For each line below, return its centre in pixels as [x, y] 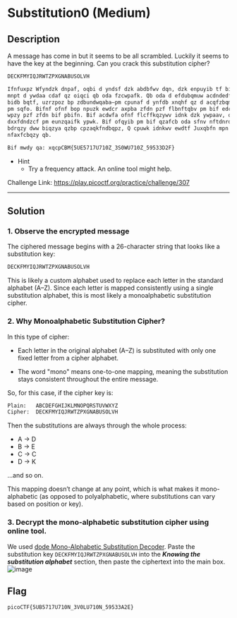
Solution [26, 211]
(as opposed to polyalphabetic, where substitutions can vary [127, 497]
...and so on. [25, 475]
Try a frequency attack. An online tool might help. [100, 169]
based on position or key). [45, 504]
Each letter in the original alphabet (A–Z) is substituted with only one [117, 350]
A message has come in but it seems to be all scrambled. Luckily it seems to [118, 56]
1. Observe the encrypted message [68, 231]
